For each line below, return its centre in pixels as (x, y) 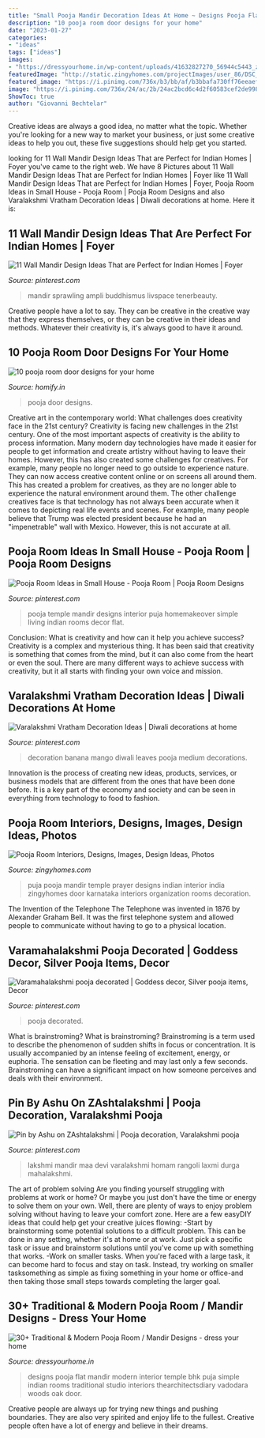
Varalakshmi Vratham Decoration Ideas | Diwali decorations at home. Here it (131, 200)
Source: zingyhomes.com (50, 870)
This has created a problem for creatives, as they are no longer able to (122, 485)
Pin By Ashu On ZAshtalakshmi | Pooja (105, 1103)
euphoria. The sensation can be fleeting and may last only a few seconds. (128, 1061)
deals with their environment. (56, 1078)
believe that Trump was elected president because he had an (108, 518)
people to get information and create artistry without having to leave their (127, 451)
